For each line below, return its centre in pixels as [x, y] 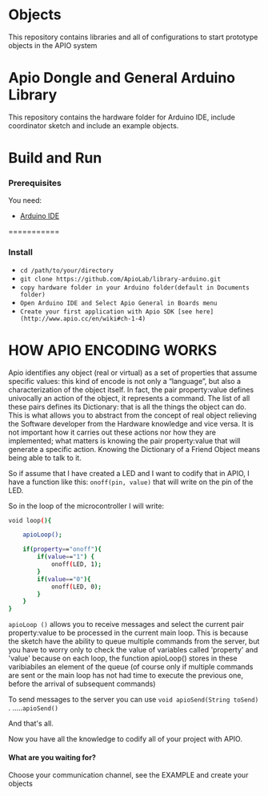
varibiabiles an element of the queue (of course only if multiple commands [131, 667]
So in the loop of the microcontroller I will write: [86, 506]
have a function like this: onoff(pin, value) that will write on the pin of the [131, 482]
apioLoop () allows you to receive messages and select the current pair [126, 624]
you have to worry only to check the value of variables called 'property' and [133, 650]
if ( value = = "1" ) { [66, 557]
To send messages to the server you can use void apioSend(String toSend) [134, 700]
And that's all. [31, 724]
